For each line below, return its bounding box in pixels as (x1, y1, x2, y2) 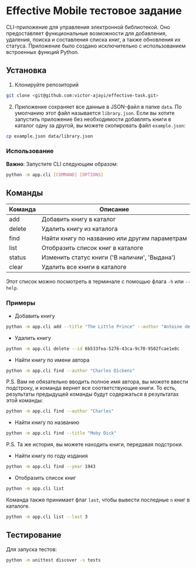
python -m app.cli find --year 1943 (6, 464, 96, 470)
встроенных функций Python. (6, 48, 79, 55)
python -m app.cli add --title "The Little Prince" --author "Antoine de (6, 324, 191, 329)
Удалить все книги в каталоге (41, 263, 127, 271)
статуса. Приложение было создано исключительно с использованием (6, 42, 186, 49)
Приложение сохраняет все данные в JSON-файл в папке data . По (14, 103, 182, 110)
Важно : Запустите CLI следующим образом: (6, 160, 119, 167)
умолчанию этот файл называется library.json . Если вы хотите (14, 109, 175, 116)
